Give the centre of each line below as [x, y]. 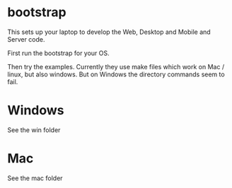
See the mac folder [35, 178]
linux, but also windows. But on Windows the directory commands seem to [116, 74]
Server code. [26, 39]
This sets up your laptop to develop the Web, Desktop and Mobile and [109, 32]
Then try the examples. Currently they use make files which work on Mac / [116, 66]
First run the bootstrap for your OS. [58, 53]
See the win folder [34, 130]
